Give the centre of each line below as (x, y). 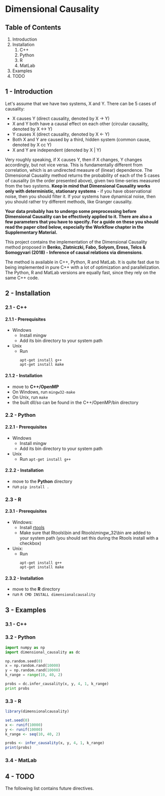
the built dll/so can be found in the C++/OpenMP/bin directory (75, 402)
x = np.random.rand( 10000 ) (33, 666)
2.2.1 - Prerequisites (26, 427)
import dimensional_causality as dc (43, 652)
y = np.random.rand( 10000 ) (33, 670)
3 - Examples (26, 610)
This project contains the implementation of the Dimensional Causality (76, 242)
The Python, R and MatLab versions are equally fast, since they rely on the (81, 272)
